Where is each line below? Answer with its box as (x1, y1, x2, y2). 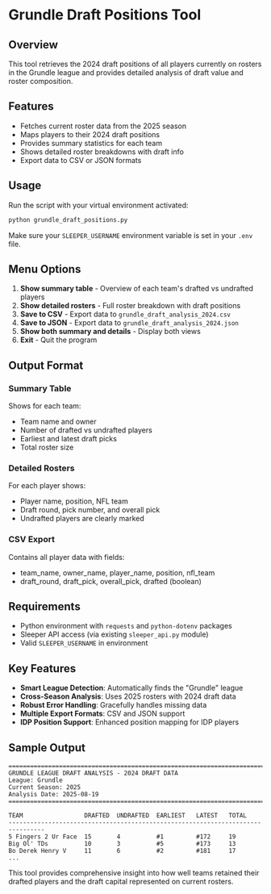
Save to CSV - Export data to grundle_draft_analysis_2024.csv (19, 309, 231, 320)
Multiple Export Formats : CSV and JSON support (19, 708, 186, 719)
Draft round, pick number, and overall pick (19, 505, 161, 515)
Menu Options (8, 262, 81, 276)
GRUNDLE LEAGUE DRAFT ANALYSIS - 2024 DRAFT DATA (8, 769, 179, 778)
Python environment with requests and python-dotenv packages (19, 621, 232, 631)
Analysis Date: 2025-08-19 (8, 791, 99, 799)
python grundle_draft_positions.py (8, 215, 128, 223)
